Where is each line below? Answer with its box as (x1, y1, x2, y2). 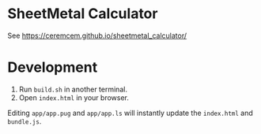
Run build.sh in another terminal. (18, 84, 128, 94)
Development (7, 58, 98, 76)
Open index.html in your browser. (18, 92, 130, 102)
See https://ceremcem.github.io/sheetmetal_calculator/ (7, 31, 187, 40)
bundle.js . (7, 116, 42, 126)
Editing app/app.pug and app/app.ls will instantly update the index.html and (7, 108, 254, 117)
